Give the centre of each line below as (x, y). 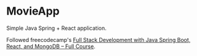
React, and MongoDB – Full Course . (51, 46)
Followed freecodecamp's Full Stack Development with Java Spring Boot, (99, 40)
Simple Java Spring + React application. (56, 28)
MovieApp (33, 11)
